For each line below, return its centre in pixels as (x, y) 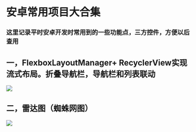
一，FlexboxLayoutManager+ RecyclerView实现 (97, 62)
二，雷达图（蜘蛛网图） (49, 108)
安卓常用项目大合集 (53, 12)
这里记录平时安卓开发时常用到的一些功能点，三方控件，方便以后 (98, 32)
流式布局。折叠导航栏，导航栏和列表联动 (81, 74)
